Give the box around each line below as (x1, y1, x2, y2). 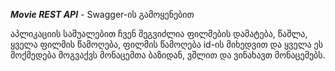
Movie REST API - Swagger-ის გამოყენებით (10, 9, 195, 20)
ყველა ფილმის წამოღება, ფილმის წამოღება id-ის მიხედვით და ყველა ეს (10, 39, 324, 50)
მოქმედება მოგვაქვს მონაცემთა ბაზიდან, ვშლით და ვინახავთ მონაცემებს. (10, 49, 326, 61)
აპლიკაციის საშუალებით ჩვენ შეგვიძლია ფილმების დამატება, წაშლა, (10, 28, 308, 39)
